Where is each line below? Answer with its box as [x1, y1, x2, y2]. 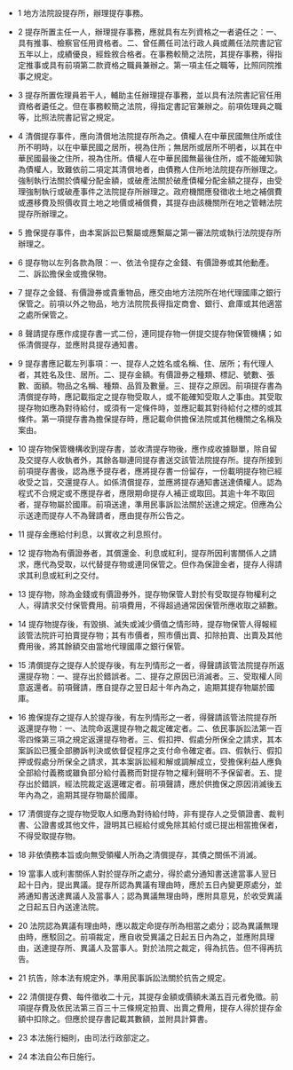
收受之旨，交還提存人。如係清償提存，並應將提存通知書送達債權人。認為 [17, 477, 282, 487]
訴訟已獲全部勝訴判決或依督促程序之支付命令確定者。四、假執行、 [25, 745, 267, 756]
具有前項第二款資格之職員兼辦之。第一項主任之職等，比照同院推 [48, 60, 282, 70]
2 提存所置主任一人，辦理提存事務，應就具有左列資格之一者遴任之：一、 [17, 27, 282, 37]
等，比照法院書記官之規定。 [17, 112, 120, 122]
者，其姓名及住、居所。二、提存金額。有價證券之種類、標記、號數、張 [17, 369, 275, 380]
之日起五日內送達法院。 [17, 901, 104, 912]
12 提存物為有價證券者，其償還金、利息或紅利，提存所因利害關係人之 [17, 548, 269, 558]
